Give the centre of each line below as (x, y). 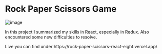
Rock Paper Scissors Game (61, 9)
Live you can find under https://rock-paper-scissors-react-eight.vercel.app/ (81, 46)
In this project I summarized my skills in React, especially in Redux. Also (77, 32)
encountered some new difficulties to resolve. (51, 37)
